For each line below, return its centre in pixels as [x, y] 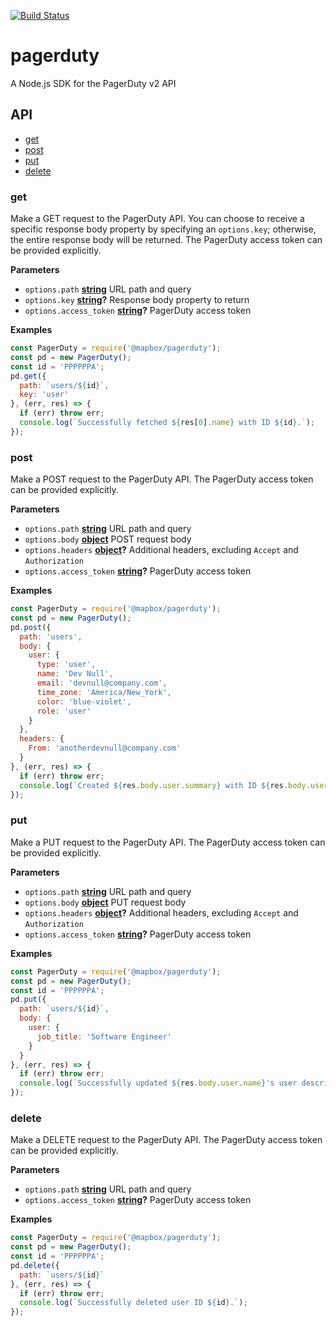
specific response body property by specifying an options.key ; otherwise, [163, 229]
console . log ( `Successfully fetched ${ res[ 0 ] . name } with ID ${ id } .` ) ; [167, 423]
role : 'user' [64, 711]
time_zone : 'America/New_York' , [104, 692]
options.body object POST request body [108, 539]
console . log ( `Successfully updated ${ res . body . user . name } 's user [158, 1083]
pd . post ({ [31, 627]
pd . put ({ [28, 1000]
